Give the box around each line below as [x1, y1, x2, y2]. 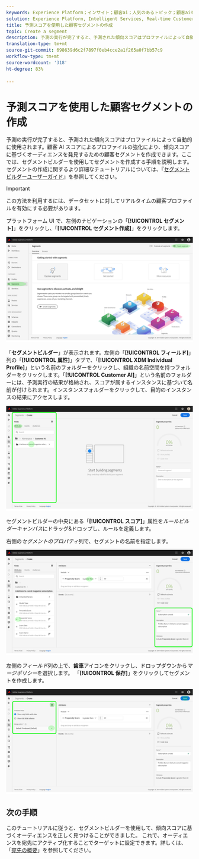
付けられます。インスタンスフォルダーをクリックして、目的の [16, 386, 166, 393]
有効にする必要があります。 [16, 205, 84, 212]
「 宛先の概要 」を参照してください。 [6, 847, 95, 854]
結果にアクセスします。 [16, 393, 73, 400]
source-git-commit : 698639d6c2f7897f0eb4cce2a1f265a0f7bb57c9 [6, 48, 163, 53]
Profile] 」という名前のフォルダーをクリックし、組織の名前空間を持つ [6, 364, 175, 371]
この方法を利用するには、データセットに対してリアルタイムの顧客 [6, 197, 167, 204]
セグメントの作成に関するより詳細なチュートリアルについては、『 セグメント [6, 166, 190, 173]
